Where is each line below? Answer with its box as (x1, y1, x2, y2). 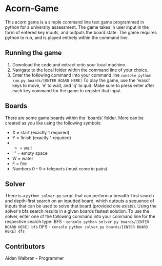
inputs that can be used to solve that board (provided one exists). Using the (5, 203, 157, 209)
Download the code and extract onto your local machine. (12, 61, 127, 67)
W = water (12, 155, 33, 161)
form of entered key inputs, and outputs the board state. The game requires (5, 29, 157, 35)
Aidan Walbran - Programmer (5, 255, 64, 261)
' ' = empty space (12, 150, 48, 156)
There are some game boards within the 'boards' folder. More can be (5, 115, 144, 121)
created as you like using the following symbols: (5, 120, 101, 126)
